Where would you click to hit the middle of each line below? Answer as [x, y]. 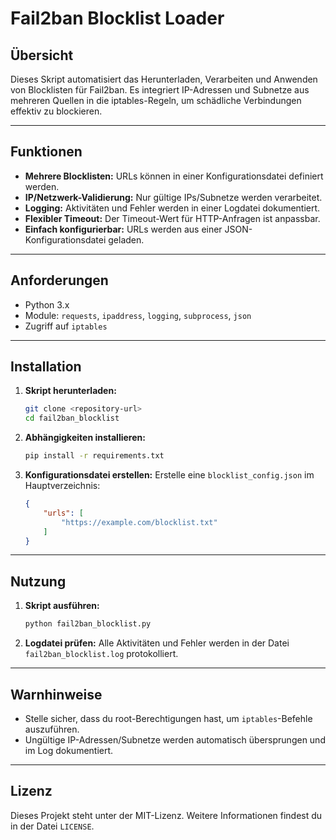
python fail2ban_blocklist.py [88, 624]
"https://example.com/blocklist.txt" [139, 522]
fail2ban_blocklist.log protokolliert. [101, 654]
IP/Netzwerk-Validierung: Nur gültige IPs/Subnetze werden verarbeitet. [173, 197]
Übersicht [42, 55]
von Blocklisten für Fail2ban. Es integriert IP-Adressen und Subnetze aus [160, 90]
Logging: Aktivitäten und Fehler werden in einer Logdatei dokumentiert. [172, 208]
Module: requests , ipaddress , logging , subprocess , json [138, 315]
